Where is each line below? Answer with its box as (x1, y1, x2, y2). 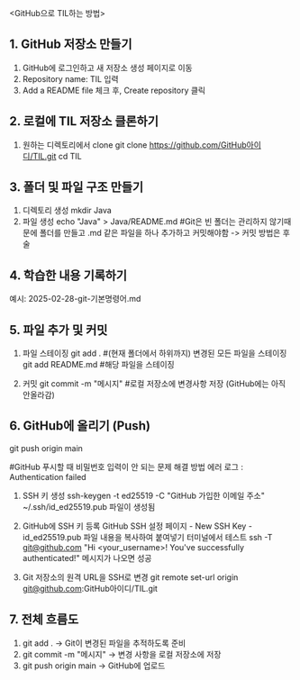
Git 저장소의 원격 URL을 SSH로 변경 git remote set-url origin (22, 571, 239, 583)
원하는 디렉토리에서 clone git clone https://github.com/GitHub (22, 139, 248, 150)
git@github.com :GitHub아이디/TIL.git (22, 583, 158, 594)
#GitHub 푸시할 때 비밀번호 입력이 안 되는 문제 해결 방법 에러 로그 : (9, 461, 243, 472)
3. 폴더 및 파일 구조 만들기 (9, 179, 144, 195)
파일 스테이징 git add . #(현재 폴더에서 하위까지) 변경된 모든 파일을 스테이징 (22, 348, 287, 358)
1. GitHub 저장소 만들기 (9, 37, 132, 52)
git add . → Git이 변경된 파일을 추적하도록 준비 (22, 638, 186, 648)
